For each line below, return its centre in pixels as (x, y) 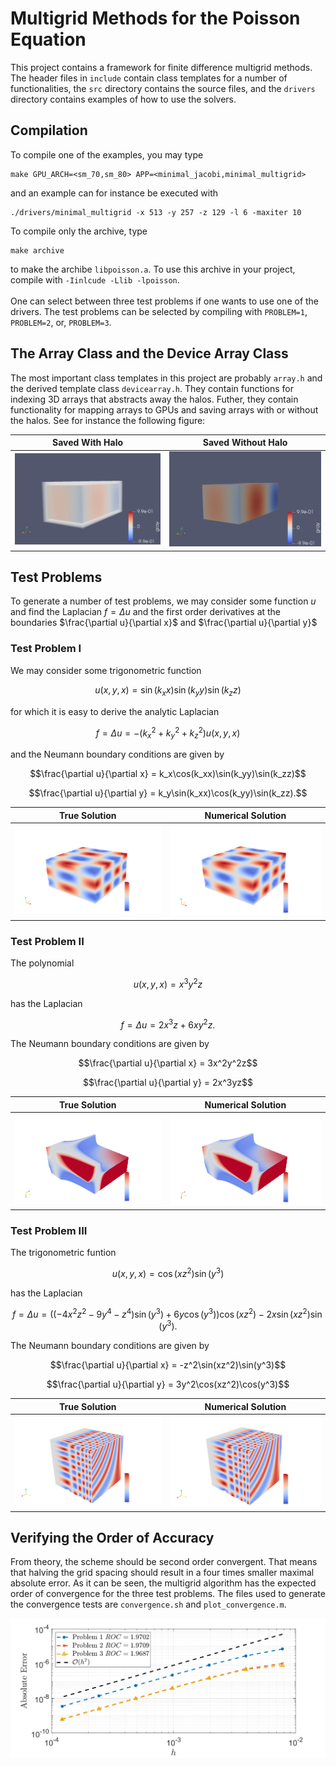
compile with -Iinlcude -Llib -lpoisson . (95, 279)
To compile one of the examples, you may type (107, 154)
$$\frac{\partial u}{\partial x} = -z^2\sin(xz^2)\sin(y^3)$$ (168, 1365)
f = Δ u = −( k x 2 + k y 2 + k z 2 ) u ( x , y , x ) (168, 733)
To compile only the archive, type (79, 231)
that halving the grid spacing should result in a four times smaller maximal (162, 1573)
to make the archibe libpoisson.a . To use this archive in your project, (153, 269)
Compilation (49, 130)
